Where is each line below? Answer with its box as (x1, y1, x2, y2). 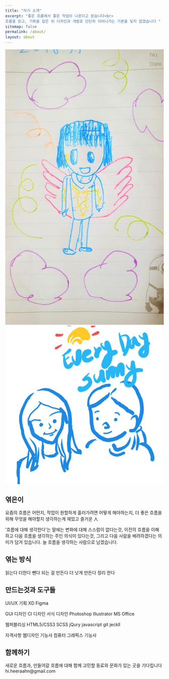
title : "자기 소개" (5, 8, 42, 13)
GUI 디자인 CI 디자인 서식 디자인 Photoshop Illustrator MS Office (5, 611, 135, 617)
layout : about (5, 35, 35, 40)
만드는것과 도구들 (5, 586, 56, 595)
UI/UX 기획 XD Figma (5, 600, 49, 606)
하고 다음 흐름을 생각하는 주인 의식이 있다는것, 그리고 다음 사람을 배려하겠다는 (5, 533, 157, 539)
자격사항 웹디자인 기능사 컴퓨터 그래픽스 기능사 (5, 632, 97, 638)
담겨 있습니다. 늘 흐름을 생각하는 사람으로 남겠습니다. (14, 539, 118, 545)
